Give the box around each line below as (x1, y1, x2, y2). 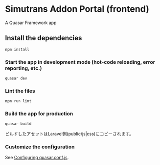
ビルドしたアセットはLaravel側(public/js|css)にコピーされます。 (5, 131, 134, 137)
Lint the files (5, 87, 35, 94)
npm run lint (5, 99, 32, 104)
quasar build (5, 121, 32, 126)
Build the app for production (5, 110, 73, 117)
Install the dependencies (5, 34, 82, 42)
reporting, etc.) (5, 65, 42, 72)
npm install (5, 47, 29, 52)
